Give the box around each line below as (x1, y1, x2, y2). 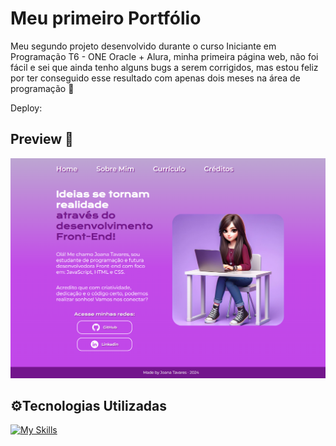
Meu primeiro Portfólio (10, 7, 202, 30)
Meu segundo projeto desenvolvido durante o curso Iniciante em (10, 40, 277, 52)
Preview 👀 (10, 131, 74, 148)
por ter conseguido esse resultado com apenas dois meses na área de (10, 72, 301, 84)
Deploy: (10, 102, 43, 114)
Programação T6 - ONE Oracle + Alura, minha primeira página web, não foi (10, 50, 319, 62)
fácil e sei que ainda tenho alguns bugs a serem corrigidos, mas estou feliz (10, 61, 319, 73)
